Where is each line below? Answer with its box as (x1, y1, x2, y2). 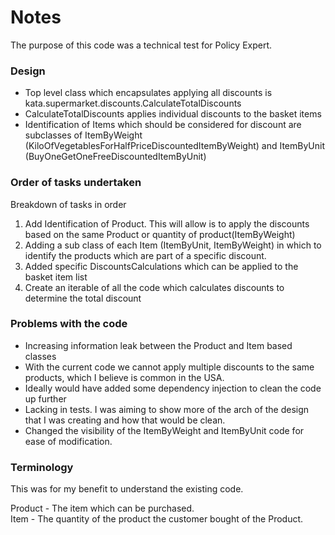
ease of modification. (24, 435, 113, 447)
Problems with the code (10, 317, 128, 331)
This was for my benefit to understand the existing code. (10, 483, 244, 495)
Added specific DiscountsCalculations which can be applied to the (24, 260, 299, 272)
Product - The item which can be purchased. (10, 502, 195, 515)
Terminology (10, 460, 74, 474)
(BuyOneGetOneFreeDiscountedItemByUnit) (24, 151, 207, 163)
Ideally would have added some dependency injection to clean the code (24, 382, 322, 394)
